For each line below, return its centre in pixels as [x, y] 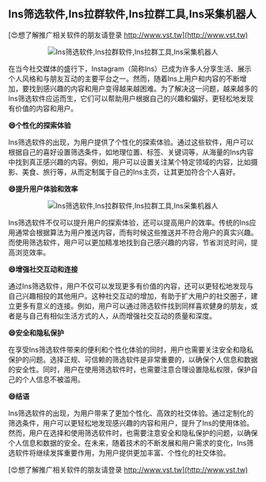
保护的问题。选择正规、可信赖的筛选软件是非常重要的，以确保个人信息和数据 [133, 359]
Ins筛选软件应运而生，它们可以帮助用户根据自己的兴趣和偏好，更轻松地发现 [131, 98]
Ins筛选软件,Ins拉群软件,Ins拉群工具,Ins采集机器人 [132, 14]
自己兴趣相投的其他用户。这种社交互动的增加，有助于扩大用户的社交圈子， [129, 295]
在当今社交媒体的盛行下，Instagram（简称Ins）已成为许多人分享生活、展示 [130, 68]
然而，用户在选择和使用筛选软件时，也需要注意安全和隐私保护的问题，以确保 [133, 433]
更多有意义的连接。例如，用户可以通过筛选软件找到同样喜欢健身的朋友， [133, 306]
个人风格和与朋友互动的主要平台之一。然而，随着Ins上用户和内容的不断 [124, 79]
